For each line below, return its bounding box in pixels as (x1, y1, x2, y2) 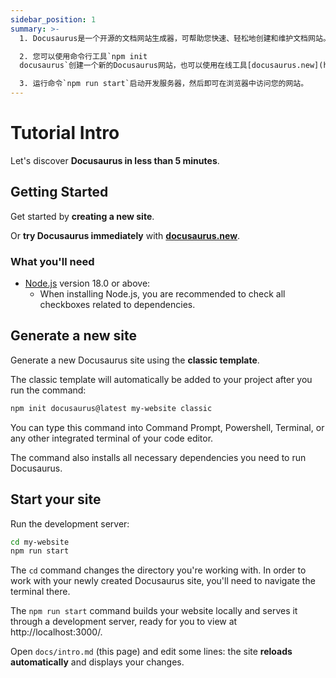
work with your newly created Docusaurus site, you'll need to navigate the (10, 575, 316, 587)
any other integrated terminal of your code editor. (10, 432, 214, 444)
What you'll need (10, 254, 95, 268)
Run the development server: (10, 517, 130, 530)
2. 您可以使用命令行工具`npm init (19, 51, 148, 61)
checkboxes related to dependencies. (39, 299, 196, 311)
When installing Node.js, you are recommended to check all (39, 288, 286, 300)
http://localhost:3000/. (10, 626, 103, 638)
